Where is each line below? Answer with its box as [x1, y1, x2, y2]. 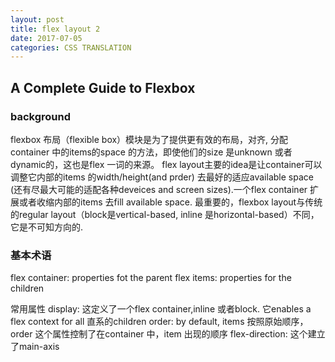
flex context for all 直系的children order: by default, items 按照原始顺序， [10, 316, 309, 328]
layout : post [10, 14, 65, 25]
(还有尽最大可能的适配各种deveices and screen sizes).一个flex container [10, 183, 308, 195]
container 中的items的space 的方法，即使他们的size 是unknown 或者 [10, 146, 293, 158]
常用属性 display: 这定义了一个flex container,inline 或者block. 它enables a [10, 303, 312, 315]
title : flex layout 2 [10, 24, 101, 34]
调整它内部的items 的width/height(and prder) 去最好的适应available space [10, 171, 314, 183]
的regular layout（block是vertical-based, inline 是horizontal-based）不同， [10, 208, 320, 220]
